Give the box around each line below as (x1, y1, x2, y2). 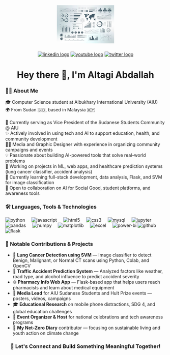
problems (5, 158, 25, 164)
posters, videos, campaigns (12, 295, 71, 302)
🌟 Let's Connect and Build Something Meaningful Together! (10, 343, 161, 350)
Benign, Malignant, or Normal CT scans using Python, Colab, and (12, 257, 149, 263)
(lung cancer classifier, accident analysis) (5, 169, 93, 175)
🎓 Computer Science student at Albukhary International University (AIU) (5, 99, 158, 105)
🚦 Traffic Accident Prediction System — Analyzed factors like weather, (12, 268, 163, 274)
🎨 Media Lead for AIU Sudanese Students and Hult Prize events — (12, 290, 152, 296)
